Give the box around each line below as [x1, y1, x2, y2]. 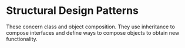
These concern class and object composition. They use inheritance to [6, 23, 175, 30]
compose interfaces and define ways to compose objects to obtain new [6, 29, 180, 36]
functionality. [6, 35, 38, 42]
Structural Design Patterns [6, 4, 139, 17]
